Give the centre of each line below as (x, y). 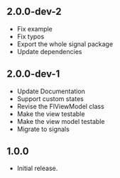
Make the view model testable (61, 121)
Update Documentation (51, 91)
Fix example (34, 28)
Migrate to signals (43, 129)
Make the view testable (51, 114)
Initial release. (37, 168)
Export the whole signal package (65, 44)
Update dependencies (49, 51)
